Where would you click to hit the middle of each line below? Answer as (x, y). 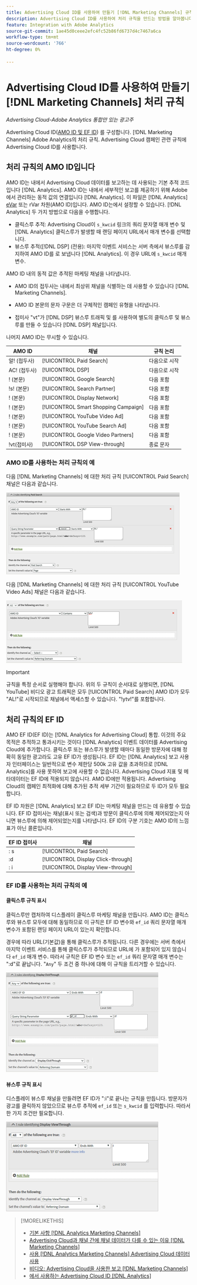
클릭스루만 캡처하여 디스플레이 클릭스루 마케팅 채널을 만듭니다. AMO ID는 (90, 915)
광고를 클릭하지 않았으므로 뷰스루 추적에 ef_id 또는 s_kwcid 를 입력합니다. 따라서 (98, 1106)
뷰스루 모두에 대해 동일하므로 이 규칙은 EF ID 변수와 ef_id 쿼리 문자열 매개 (101, 922)
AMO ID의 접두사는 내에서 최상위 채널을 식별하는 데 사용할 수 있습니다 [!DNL (102, 286)
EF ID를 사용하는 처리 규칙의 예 (47, 885)
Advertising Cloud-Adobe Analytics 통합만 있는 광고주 (70, 119)
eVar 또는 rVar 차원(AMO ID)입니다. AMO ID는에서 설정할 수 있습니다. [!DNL (94, 204)
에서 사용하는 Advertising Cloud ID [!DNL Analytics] (90, 1276)
